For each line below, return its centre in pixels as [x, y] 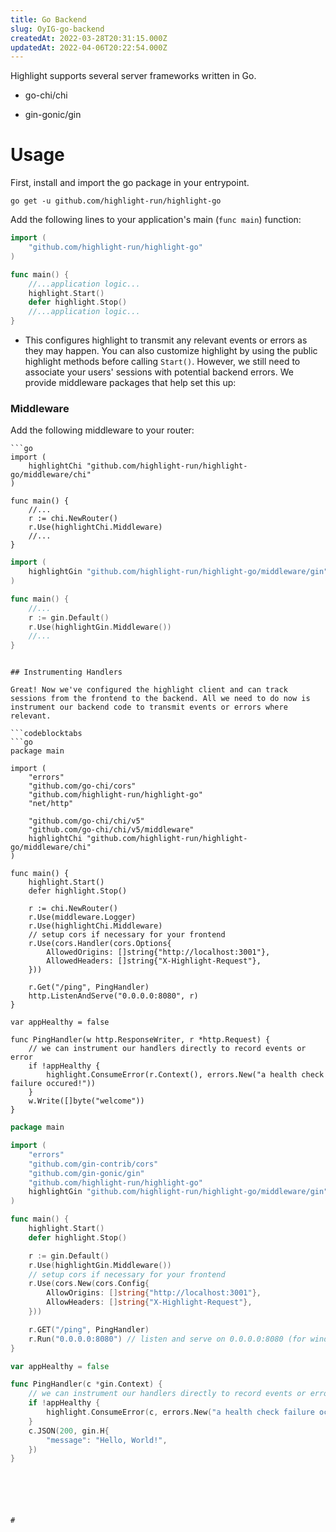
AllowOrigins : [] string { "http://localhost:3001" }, [154, 1293]
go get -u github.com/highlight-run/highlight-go [116, 201]
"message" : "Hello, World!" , [107, 1440]
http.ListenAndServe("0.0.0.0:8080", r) [113, 996]
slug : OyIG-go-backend [57, 29]
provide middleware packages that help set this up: [130, 383]
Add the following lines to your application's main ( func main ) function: [156, 220]
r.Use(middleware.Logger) [82, 917]
